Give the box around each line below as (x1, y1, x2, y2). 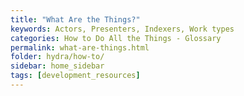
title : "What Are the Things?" (10, 14, 141, 25)
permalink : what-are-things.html (10, 42, 150, 53)
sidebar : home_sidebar (10, 61, 105, 71)
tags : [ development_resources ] (10, 71, 141, 81)
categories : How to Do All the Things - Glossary (10, 33, 222, 43)
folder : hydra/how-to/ (10, 52, 105, 62)
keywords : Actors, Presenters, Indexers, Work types (10, 24, 235, 34)
